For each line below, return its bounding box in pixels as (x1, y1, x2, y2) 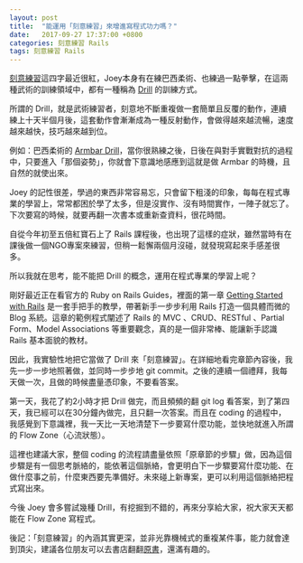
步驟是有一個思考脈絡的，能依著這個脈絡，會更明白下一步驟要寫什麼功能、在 (9, 460, 294, 471)
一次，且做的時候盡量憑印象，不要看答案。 (24, 377, 183, 388)
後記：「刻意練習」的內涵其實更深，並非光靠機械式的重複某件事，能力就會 (9, 532, 282, 543)
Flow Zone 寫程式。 (26, 513, 101, 524)
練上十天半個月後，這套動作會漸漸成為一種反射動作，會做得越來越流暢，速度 (9, 115, 294, 126)
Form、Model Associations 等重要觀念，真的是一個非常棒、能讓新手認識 (9, 324, 278, 334)
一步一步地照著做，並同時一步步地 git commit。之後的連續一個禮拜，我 (16, 365, 280, 376)
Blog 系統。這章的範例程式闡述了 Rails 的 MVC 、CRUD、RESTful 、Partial (9, 313, 285, 324)
